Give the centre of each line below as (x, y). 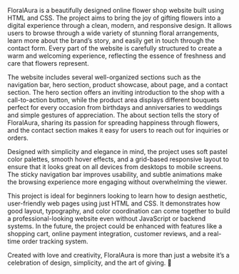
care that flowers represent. (48, 63)
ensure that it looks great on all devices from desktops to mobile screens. (115, 167)
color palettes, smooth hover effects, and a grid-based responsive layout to (118, 159)
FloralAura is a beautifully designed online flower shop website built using (116, 10)
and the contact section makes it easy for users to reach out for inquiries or (118, 130)
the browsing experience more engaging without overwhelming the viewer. (117, 182)
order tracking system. (55, 241)
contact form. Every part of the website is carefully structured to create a (115, 48)
